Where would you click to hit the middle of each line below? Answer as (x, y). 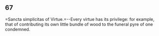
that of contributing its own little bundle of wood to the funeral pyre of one (79, 24)
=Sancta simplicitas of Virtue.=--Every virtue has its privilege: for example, (80, 19)
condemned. (18, 29)
